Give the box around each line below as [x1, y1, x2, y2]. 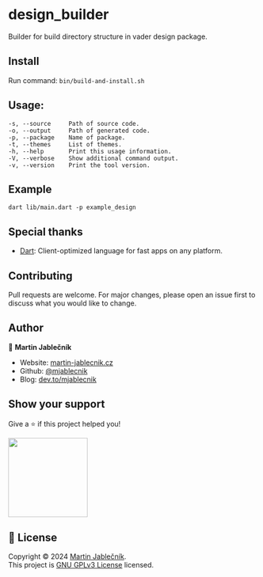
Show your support [8, 397, 105, 411]
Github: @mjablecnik [19, 366, 88, 375]
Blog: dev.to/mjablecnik [19, 374, 97, 384]
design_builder [8, 6, 109, 24]
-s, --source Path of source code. [8, 120, 140, 127]
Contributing [8, 269, 73, 283]
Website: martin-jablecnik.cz [19, 358, 113, 367]
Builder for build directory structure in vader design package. [8, 32, 208, 41]
